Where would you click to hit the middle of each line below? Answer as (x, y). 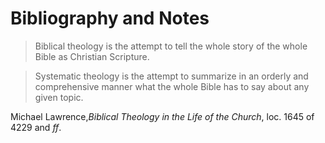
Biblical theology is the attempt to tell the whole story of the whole (171, 46)
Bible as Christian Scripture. (92, 56)
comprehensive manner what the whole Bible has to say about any (172, 86)
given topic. (59, 97)
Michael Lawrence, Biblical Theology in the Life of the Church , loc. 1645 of (162, 116)
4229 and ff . (36, 127)
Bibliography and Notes (110, 18)
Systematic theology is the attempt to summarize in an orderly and (171, 76)
